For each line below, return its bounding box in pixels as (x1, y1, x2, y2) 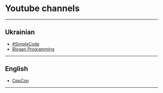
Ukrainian (5, 28, 35, 36)
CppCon (12, 77, 29, 83)
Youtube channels (5, 3, 80, 14)
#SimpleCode (12, 41, 40, 46)
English (5, 65, 28, 73)
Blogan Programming (12, 46, 55, 52)
